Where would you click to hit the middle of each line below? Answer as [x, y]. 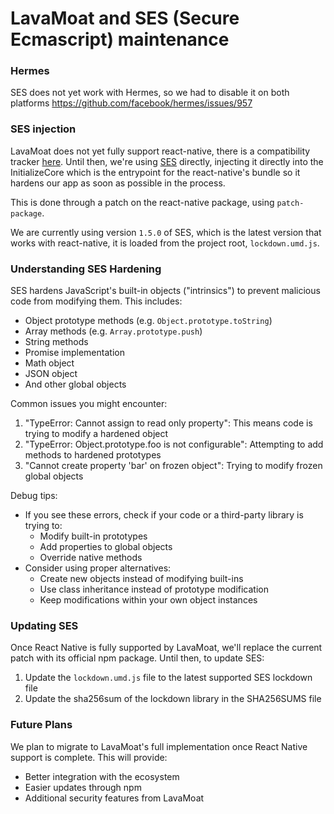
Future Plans [41, 725]
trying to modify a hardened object [96, 434]
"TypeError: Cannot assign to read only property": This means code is [168, 423]
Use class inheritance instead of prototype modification [154, 589]
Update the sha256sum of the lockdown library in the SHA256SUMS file [173, 699]
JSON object [51, 374]
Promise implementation [74, 353]
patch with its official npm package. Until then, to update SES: [137, 658]
